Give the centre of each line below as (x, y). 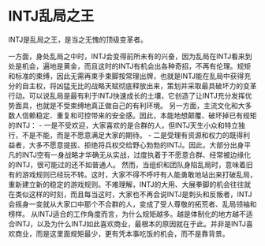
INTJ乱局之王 (51, 16)
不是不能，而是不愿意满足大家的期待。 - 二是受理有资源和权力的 (126, 135)
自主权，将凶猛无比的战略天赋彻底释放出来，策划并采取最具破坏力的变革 (139, 86)
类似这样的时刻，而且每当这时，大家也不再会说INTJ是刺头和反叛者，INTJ (133, 194)
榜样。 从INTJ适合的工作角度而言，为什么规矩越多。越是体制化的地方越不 (127, 214)
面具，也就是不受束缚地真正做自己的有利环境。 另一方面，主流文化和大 (130, 105)
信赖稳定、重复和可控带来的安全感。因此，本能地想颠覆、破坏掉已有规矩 (139, 115)
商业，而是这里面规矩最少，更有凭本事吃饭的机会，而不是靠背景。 (122, 233)
